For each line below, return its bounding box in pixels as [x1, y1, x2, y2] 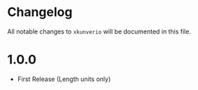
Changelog [7, 4, 73, 20]
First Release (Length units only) [17, 75, 111, 83]
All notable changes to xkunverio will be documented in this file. [7, 27, 191, 36]
